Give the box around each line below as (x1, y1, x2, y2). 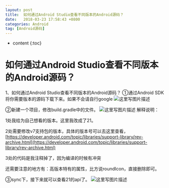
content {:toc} (12, 40, 42, 46)
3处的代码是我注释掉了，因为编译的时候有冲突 (5, 155, 101, 161)
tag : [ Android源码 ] (5, 26, 45, 31)
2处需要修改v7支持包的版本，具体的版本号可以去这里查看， (5, 128, 129, 134)
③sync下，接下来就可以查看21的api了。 (5, 176, 90, 182)
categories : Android (5, 21, 49, 27)
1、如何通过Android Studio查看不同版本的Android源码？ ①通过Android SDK (5, 89, 164, 96)
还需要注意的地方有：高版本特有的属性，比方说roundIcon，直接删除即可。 (5, 166, 159, 172)
